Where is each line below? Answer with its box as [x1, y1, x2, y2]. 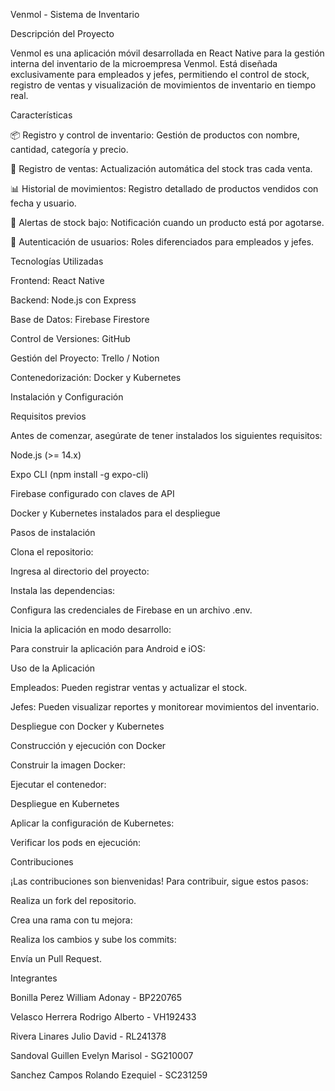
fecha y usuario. [10, 197, 77, 209]
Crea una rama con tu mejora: [10, 914, 133, 926]
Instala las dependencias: [10, 585, 116, 596]
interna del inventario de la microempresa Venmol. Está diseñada [10, 58, 278, 69]
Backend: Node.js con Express [10, 294, 137, 306]
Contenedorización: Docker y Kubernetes [10, 372, 182, 383]
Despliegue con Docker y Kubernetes [10, 720, 165, 732]
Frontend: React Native [10, 275, 105, 286]
